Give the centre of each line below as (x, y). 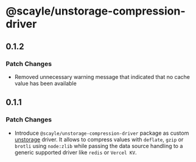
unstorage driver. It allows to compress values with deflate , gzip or (99, 139)
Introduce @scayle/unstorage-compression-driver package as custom (102, 133)
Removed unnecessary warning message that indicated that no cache (102, 76)
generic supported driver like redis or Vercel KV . (75, 152)
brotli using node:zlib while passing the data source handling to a (99, 146)
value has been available (45, 83)
